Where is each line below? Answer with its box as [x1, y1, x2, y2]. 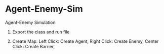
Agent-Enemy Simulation [5, 19, 56, 25]
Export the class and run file [12, 29, 70, 35]
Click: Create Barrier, [12, 43, 55, 49]
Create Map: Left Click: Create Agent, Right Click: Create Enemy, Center [12, 38, 159, 44]
